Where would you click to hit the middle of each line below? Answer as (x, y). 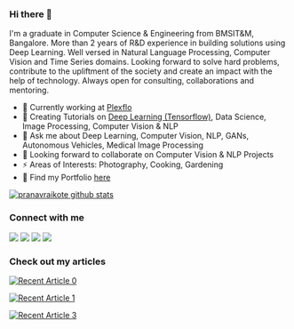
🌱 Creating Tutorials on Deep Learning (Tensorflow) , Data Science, (144, 117)
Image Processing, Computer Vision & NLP (100, 126)
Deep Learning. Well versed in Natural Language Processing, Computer (140, 52)
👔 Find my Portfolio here (66, 178)
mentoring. (29, 90)
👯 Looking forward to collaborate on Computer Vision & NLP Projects (148, 155)
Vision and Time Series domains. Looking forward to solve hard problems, (144, 62)
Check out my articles (58, 261)
